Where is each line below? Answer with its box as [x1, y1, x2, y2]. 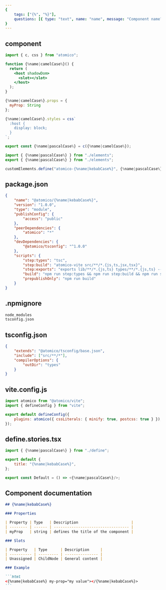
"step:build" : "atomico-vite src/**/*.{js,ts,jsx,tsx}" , [23, 262, 142, 267]
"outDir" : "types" [23, 362, 61, 367]
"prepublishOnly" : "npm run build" [23, 276, 96, 281]
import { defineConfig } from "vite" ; [5, 403, 85, 408]
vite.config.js [5, 385, 47, 393]
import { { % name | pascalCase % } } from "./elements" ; [5, 152, 114, 158]
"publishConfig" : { [14, 211, 54, 216]
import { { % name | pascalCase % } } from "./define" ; [5, 448, 110, 453]
